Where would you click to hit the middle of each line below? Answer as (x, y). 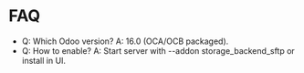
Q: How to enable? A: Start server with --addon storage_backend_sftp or (158, 50)
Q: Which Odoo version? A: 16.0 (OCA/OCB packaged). (125, 41)
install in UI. (43, 60)
